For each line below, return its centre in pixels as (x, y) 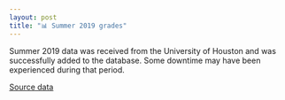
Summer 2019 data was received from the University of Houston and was (143, 50)
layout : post (33, 17)
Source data (31, 87)
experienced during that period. (67, 69)
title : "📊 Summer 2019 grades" (68, 26)
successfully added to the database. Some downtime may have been (135, 60)
